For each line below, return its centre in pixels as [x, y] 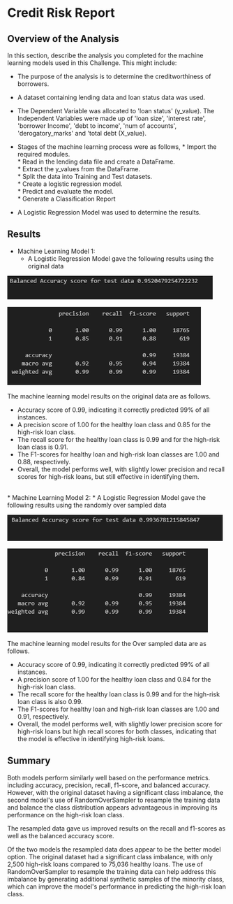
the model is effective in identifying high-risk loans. [91, 738]
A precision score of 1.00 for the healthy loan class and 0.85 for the [114, 424]
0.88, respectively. [44, 461]
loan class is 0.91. [43, 447]
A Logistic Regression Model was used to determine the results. [109, 212]
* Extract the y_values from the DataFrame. [79, 169]
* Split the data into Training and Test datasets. [85, 177]
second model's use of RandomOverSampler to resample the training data [114, 800]
